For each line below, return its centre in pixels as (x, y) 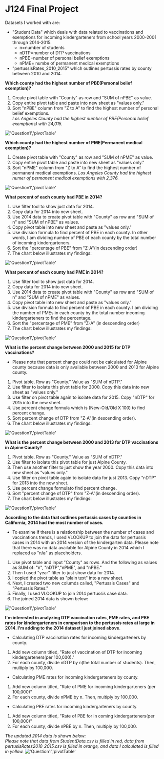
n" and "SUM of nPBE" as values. (46, 222)
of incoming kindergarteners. (41, 242)
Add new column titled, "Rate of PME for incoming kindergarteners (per (84, 686)
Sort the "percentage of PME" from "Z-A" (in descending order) (76, 323)
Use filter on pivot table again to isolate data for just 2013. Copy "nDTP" (84, 477)
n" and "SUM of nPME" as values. (46, 297)
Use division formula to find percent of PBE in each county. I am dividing (85, 307)
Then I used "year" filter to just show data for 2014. (63, 572)
